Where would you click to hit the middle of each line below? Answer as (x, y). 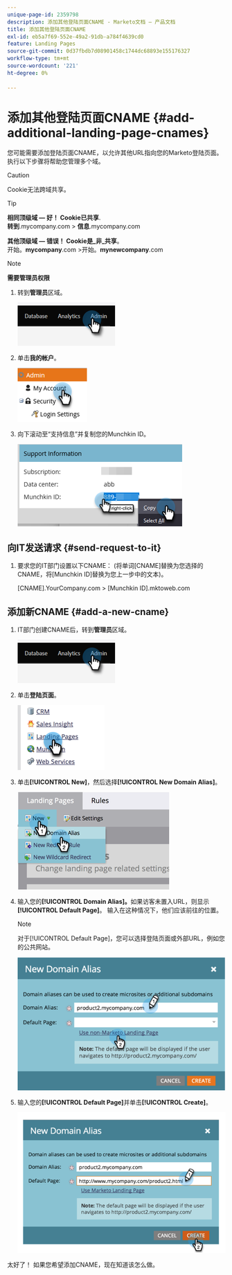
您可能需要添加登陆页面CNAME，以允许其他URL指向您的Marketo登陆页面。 (115, 153)
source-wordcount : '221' (43, 66)
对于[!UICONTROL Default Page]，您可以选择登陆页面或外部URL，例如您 (121, 938)
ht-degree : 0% (28, 73)
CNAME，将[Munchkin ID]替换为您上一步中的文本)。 (92, 574)
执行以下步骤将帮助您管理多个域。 (56, 161)
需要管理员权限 (28, 278)
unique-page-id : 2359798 (43, 15)
